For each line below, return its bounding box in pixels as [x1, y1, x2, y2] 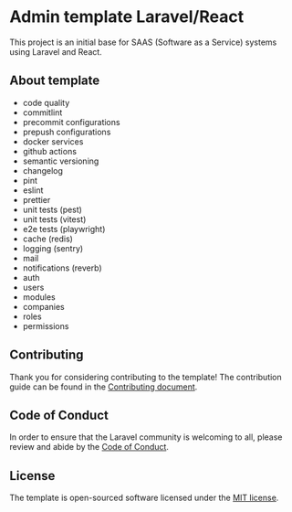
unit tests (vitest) [22, 213, 87, 225]
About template [9, 73, 100, 89]
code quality [22, 97, 70, 108]
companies [22, 301, 66, 312]
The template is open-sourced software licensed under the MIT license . [9, 492, 279, 504]
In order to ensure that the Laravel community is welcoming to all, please [9, 432, 283, 443]
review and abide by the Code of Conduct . [9, 442, 169, 453]
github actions [22, 145, 78, 156]
